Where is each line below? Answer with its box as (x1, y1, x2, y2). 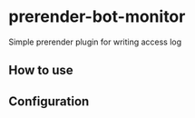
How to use (8, 63, 73, 78)
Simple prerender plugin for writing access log (8, 36, 182, 47)
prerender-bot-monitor (8, 6, 186, 27)
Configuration (8, 93, 90, 109)
